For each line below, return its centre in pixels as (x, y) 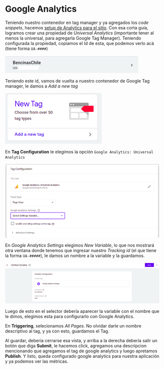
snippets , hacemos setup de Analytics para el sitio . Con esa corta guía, (77, 27)
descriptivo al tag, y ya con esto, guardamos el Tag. (57, 331)
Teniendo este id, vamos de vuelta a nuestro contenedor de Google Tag (77, 81)
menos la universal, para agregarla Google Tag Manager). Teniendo (73, 38)
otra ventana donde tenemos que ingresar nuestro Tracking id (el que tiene (81, 251)
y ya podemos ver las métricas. (37, 361)
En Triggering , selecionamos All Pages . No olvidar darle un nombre (73, 326)
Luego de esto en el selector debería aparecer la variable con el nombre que (82, 311)
